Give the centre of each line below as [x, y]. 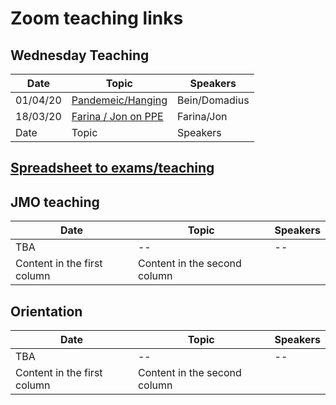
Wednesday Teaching [80, 55]
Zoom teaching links [97, 18]
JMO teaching [55, 202]
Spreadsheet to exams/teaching [112, 168]
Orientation [46, 311]
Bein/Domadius [213, 100]
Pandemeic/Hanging [119, 100]
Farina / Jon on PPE [117, 116]
